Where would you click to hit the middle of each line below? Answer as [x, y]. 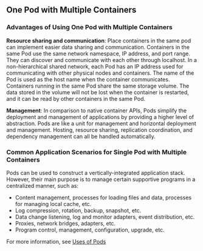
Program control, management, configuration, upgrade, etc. [90, 230]
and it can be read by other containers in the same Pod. [76, 98]
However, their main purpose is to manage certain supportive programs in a [101, 179]
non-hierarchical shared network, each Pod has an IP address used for [95, 66]
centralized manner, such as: [43, 185]
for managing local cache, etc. [53, 204]
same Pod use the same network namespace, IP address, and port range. [98, 53]
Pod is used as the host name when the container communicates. [88, 79]
